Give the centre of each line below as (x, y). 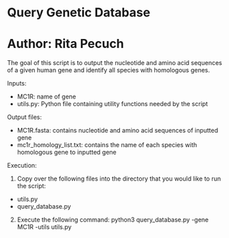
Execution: (22, 166)
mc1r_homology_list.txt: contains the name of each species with (107, 145)
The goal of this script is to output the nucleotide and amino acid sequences (115, 63)
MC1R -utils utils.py (44, 227)
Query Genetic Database (79, 13)
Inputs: (17, 83)
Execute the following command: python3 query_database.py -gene (113, 220)
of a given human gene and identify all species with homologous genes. (109, 70)
